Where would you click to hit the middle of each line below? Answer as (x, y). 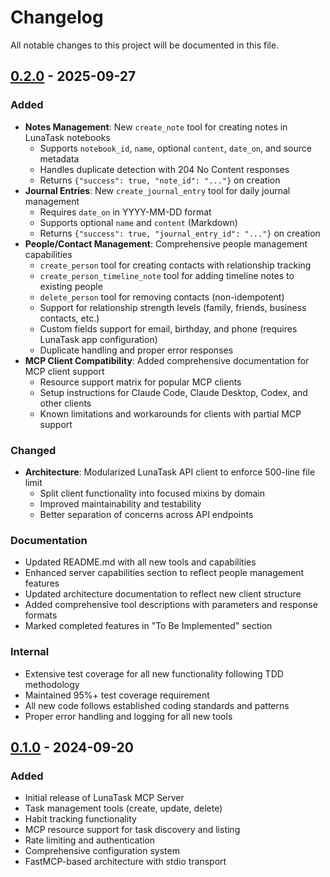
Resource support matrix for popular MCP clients (140, 382)
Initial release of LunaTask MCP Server (104, 798)
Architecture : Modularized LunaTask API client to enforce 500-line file (170, 472)
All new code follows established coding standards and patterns (157, 705)
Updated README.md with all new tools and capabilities (140, 562)
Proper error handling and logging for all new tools (128, 716)
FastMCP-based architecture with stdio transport (125, 862)
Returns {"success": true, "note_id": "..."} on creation (160, 180)
